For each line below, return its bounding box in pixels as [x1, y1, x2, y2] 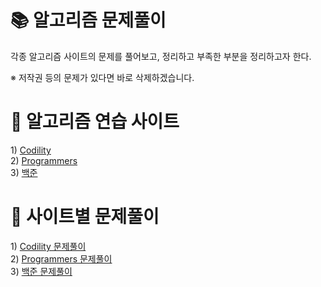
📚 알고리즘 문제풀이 [10, 9, 167, 32]
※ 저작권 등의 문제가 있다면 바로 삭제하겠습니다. [10, 71, 195, 83]
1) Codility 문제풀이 [10, 240, 87, 252]
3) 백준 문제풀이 [10, 265, 73, 277]
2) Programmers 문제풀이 [10, 252, 113, 265]
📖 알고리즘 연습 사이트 [10, 111, 180, 133]
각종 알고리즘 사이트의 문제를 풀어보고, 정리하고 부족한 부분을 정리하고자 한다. [10, 50, 312, 62]
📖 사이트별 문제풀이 [10, 206, 160, 228]
